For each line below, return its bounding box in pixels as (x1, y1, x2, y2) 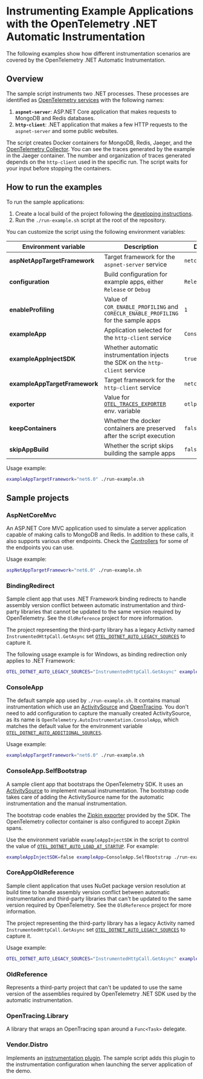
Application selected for (103, 326, 172, 334)
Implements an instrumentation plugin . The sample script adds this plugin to (6, 1054, 195, 1061)
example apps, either (103, 277, 164, 286)
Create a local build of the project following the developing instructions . (14, 210, 193, 217)
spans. (6, 824, 23, 831)
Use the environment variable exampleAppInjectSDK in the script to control (6, 836, 189, 843)
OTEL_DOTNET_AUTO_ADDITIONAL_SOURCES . (6, 729, 103, 736)
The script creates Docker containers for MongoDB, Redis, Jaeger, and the (6, 139, 192, 146)
